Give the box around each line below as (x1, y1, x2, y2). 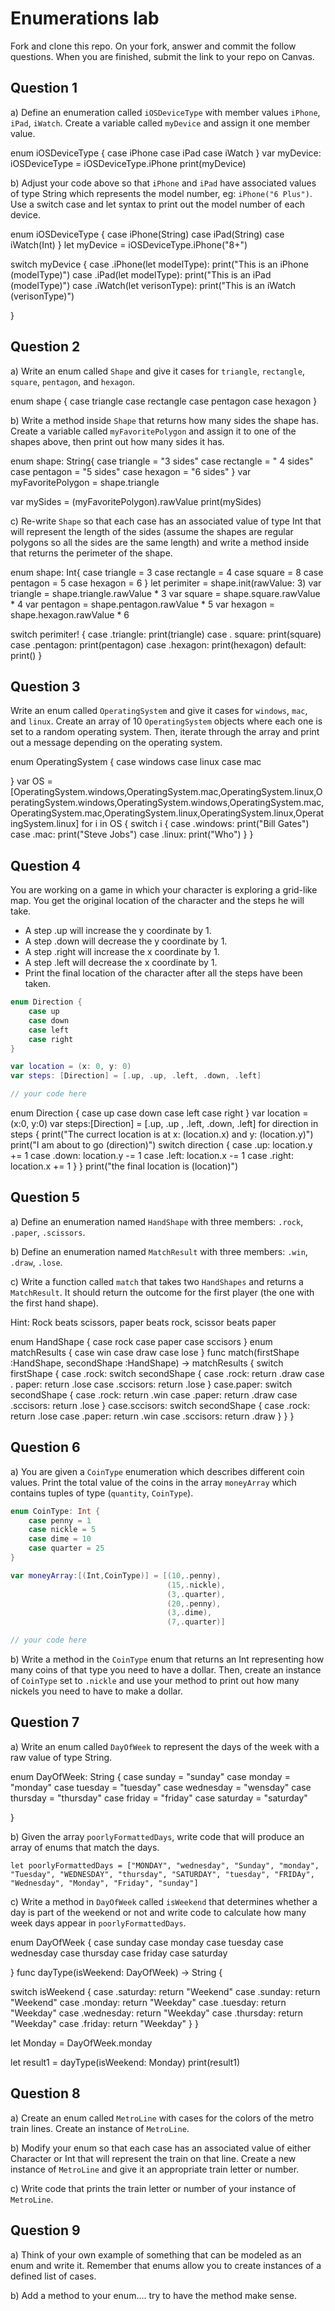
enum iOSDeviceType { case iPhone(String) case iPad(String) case (10, 228, 285, 240)
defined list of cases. (10, 2270, 97, 2282)
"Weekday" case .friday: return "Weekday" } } (10, 2017, 199, 2029)
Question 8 (10, 2085, 81, 2102)
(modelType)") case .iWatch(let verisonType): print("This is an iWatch (10, 279, 296, 291)
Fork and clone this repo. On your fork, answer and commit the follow (10, 40, 297, 52)
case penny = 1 (28, 1515, 92, 1526)
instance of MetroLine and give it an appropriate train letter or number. (10, 2163, 300, 2175)
